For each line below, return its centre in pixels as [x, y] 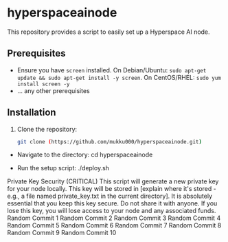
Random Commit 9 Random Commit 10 [62, 233]
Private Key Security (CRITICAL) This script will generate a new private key [113, 181]
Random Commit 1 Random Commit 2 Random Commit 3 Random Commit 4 [114, 218]
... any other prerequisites [54, 90]
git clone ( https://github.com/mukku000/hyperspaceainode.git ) [110, 142]
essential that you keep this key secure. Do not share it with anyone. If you [112, 203]
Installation [32, 113]
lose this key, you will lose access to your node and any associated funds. [112, 211]
